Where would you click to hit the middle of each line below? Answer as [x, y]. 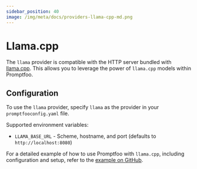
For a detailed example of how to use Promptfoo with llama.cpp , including [95, 154]
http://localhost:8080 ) [43, 143]
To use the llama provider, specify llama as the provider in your [83, 107]
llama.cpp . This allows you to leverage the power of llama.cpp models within [98, 69]
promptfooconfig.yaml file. [38, 114]
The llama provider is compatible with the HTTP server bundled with [89, 62]
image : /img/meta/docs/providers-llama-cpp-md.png [69, 17]
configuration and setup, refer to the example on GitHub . [75, 160]
